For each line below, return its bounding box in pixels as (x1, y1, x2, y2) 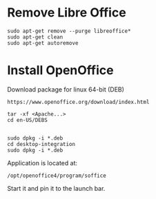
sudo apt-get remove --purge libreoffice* (7, 28, 131, 34)
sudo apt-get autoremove (7, 39, 79, 46)
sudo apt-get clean (7, 33, 64, 41)
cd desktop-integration (7, 140, 76, 147)
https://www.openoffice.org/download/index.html (7, 98, 150, 105)
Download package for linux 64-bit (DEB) (7, 85, 124, 94)
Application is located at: (7, 158, 78, 167)
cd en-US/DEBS (7, 116, 48, 123)
